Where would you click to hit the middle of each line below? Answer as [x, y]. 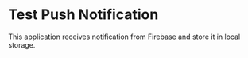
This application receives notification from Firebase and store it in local [124, 37]
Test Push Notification [83, 15]
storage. [22, 44]
